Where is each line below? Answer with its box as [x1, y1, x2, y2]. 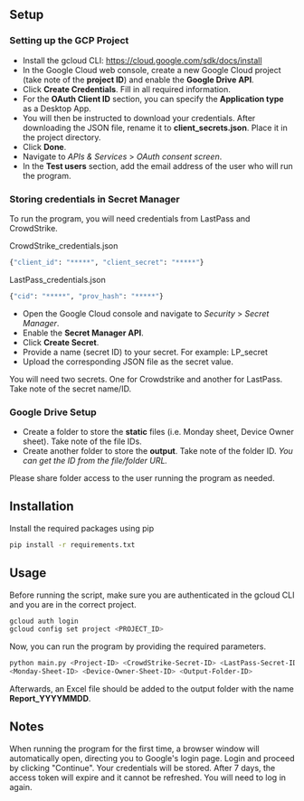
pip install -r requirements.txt [9, 540, 136, 550]
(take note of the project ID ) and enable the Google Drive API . [22, 74, 255, 85]
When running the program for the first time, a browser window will [9, 743, 260, 754]
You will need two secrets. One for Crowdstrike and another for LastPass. [9, 373, 283, 384]
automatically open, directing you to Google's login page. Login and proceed [9, 752, 295, 763]
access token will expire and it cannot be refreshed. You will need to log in [9, 772, 287, 783]
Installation [9, 499, 74, 514]
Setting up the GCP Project [9, 34, 129, 47]
